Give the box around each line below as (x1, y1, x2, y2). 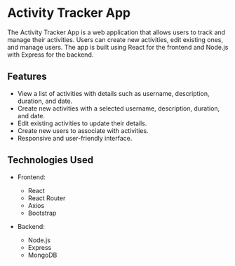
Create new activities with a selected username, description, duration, (17, 104, 220, 113)
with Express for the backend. (7, 50, 94, 59)
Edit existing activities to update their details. (17, 119, 147, 127)
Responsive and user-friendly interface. (17, 134, 133, 142)
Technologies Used (7, 154, 93, 166)
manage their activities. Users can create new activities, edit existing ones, (7, 35, 223, 43)
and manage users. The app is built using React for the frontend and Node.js (7, 43, 229, 51)
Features (7, 71, 47, 83)
